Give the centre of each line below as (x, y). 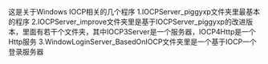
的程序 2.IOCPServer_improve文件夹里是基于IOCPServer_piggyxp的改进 (127, 22)
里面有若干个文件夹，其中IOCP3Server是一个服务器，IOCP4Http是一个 (139, 32)
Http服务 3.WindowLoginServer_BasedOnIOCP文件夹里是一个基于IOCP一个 (132, 42)
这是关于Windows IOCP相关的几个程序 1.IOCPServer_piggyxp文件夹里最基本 (134, 12)
